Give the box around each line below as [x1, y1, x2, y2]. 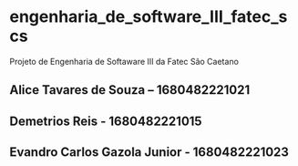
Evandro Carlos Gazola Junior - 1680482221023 [9, 144, 290, 161]
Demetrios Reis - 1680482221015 [9, 113, 202, 129]
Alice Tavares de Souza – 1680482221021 [9, 82, 251, 98]
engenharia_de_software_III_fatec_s [9, 6, 288, 27]
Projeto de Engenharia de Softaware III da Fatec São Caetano [9, 56, 240, 67]
